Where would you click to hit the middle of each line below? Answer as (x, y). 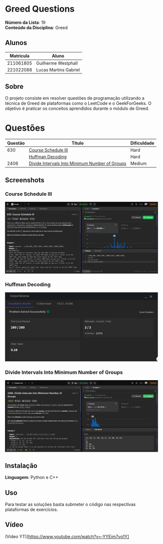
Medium (139, 163)
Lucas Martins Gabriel (58, 70)
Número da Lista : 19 (25, 22)
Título (78, 143)
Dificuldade (142, 143)
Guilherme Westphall (57, 63)
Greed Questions (40, 9)
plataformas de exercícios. (32, 509)
